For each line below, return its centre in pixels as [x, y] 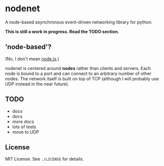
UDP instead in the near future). [37, 84]
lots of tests [24, 127]
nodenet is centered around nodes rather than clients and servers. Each [78, 68]
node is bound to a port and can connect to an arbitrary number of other [78, 73]
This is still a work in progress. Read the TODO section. [62, 31]
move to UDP [26, 132]
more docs [23, 121]
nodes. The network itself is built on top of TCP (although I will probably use [82, 78]
